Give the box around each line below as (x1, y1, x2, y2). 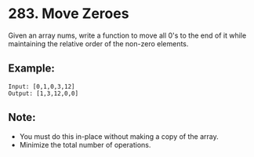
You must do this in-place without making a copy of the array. (19, 131, 220, 141)
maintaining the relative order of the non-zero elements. (8, 38, 189, 48)
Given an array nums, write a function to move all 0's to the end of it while (8, 31, 247, 40)
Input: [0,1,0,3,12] (8, 82, 76, 90)
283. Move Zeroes (8, 5, 129, 23)
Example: (8, 62, 55, 75)
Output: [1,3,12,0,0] (8, 89, 79, 97)
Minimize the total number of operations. (19, 140, 151, 149)
